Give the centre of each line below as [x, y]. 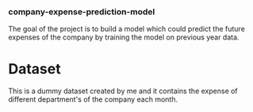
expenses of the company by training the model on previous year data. [124, 37]
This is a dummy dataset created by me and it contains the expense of [123, 91]
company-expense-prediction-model [82, 12]
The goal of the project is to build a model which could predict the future [127, 29]
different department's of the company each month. [93, 99]
